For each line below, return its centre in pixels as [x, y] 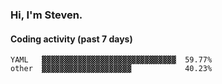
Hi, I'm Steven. [46, 15]
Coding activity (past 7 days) [71, 39]
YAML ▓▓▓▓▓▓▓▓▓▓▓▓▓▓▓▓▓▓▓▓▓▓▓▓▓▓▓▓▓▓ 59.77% [111, 60]
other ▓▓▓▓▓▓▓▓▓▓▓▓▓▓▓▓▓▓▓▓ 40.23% [111, 69]
